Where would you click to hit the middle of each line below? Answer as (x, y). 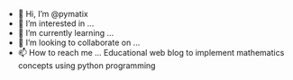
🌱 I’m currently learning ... (66, 33)
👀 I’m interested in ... (56, 23)
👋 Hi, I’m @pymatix (53, 14)
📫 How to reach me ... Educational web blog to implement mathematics (151, 53)
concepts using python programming (87, 66)
